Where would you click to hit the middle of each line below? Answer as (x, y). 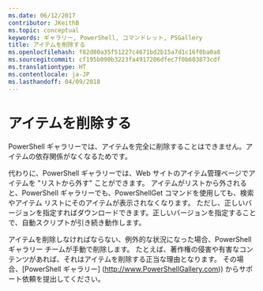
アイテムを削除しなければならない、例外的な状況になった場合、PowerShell (130, 240)
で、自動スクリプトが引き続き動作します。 (77, 223)
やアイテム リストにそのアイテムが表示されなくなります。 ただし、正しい (127, 203)
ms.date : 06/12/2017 (42, 15)
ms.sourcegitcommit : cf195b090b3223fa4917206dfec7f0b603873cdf (115, 60)
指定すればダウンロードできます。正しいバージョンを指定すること (149, 213)
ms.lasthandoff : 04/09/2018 (54, 81)
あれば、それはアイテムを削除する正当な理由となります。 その (136, 259)
